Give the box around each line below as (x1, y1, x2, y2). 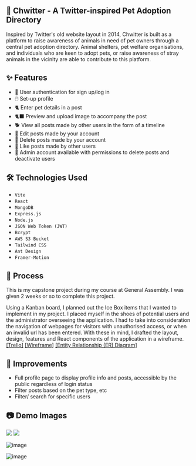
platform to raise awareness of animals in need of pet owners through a (6, 36, 179, 44)
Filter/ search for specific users (14, 393, 91, 400)
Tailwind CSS (14, 242, 47, 248)
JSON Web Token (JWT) (14, 224, 67, 229)
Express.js (14, 211, 42, 217)
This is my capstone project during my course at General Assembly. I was (6, 287, 184, 294)
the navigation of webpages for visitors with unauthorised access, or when (6, 323, 187, 330)
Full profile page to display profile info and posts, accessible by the (14, 374, 177, 381)
